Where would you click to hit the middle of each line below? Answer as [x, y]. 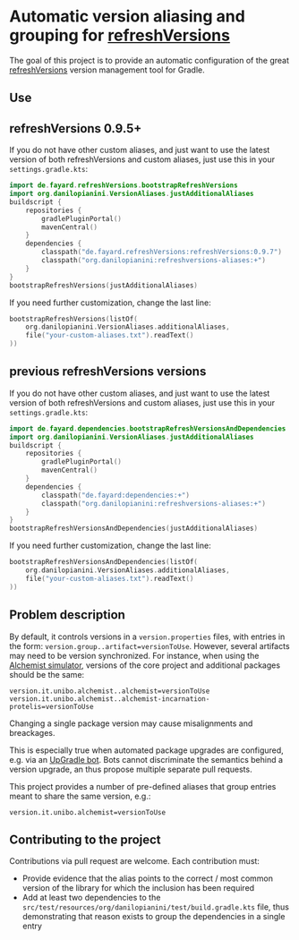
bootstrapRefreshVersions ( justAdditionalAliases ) [104, 285]
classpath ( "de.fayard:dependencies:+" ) [116, 495]
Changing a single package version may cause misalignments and [131, 723]
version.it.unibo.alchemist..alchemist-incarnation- [110, 699]
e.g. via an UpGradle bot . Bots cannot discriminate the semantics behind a [146, 759]
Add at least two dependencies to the [91, 898]
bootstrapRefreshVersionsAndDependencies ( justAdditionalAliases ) [133, 529]
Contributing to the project [85, 839]
